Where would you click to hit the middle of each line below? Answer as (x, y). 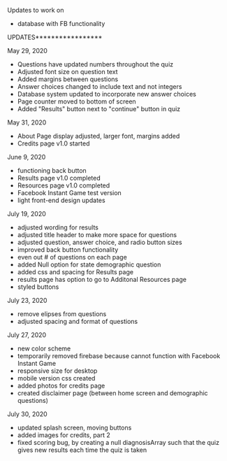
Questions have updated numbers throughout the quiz (95, 64)
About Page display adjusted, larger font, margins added (98, 136)
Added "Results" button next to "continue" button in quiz (99, 109)
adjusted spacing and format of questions (78, 321)
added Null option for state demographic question (89, 264)
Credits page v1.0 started (53, 143)
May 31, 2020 (27, 122)
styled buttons (38, 287)
